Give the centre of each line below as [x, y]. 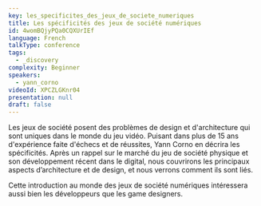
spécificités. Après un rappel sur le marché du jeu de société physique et [129, 153]
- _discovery [37, 61]
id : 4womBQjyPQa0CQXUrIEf [51, 30]
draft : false [30, 105]
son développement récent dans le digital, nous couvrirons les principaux [129, 161]
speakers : [25, 75]
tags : [17, 53]
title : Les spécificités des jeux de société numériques [105, 23]
